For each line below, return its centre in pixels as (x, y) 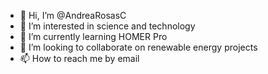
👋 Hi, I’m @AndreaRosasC (73, 15)
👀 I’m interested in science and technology (107, 26)
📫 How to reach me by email (79, 58)
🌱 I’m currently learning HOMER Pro (93, 36)
